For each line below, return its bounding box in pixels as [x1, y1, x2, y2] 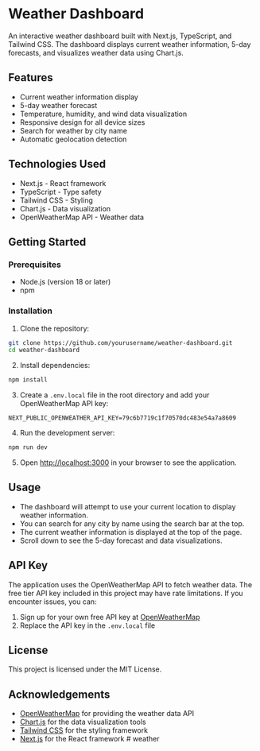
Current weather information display [19, 92, 139, 102]
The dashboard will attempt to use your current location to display [19, 501, 236, 511]
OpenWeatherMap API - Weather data [19, 212, 145, 222]
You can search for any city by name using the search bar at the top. [19, 518, 245, 528]
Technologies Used [8, 157, 106, 171]
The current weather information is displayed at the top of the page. [19, 527, 243, 536]
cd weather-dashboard [8, 346, 80, 354]
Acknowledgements [8, 687, 111, 701]
